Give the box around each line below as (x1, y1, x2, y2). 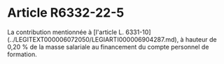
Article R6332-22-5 (7, 5, 125, 21)
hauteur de (185, 35, 217, 43)
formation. (7, 50, 37, 58)
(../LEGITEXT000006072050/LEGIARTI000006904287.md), (7, 35, 179, 43)
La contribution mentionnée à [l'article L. (7, 28, 125, 36)
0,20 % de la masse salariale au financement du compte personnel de (7, 42, 209, 51)
